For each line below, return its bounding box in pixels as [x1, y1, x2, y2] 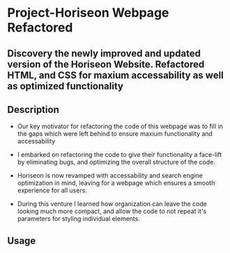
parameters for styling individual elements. [17, 215, 141, 223]
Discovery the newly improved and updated [7, 47, 201, 59]
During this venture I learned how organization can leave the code [17, 200, 207, 208]
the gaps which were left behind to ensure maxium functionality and [17, 130, 213, 138]
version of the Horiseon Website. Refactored [7, 58, 205, 70]
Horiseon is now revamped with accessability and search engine [17, 171, 204, 180]
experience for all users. [17, 186, 87, 194]
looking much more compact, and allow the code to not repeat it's [17, 207, 207, 215]
